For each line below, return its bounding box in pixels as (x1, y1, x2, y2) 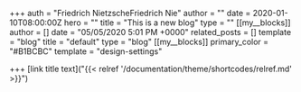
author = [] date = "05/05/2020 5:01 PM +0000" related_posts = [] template (9, 27, 292, 37)
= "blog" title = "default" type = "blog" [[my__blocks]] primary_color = (9, 36, 269, 47)
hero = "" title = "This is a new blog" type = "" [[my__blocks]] (63, 17, 291, 28)
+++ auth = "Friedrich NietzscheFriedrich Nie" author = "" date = (9, 8, 251, 18)
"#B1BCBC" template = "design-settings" (9, 46, 163, 57)
